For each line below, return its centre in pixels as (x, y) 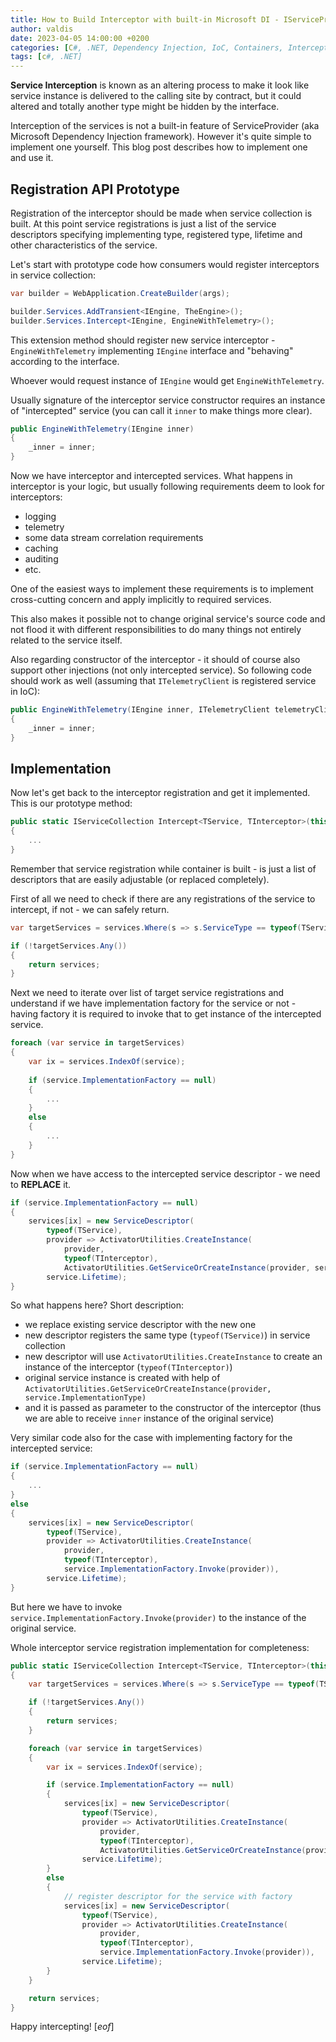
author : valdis (42, 29)
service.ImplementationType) (85, 1398)
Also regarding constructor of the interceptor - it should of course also (155, 660)
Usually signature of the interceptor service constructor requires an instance (168, 400)
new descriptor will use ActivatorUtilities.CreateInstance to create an (173, 1357)
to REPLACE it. (41, 1184)
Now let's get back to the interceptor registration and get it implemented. (160, 793)
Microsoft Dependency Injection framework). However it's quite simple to (161, 137)
